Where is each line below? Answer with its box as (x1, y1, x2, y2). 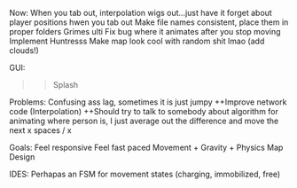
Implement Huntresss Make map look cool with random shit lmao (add (9, 35, 265, 46)
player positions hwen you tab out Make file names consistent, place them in (9, 17, 289, 27)
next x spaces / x (9, 125, 73, 136)
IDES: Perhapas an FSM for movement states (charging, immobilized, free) (9, 168, 281, 179)
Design (9, 152, 35, 162)
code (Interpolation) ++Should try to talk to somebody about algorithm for (9, 106, 279, 116)
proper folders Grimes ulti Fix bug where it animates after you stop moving (9, 27, 281, 36)
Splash (52, 80, 79, 90)
